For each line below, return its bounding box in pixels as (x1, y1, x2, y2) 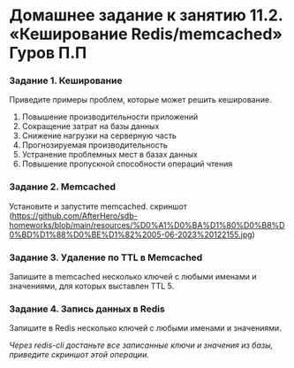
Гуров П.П (9, 43, 87, 63)
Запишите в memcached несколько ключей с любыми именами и (9, 272, 257, 282)
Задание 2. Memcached (9, 180, 117, 193)
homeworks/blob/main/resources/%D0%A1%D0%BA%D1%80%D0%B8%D (9, 219, 285, 230)
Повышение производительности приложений (21, 111, 199, 122)
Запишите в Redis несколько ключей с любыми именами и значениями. (9, 323, 283, 333)
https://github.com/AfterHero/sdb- (11, 210, 139, 221)
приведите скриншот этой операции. (9, 349, 150, 360)
